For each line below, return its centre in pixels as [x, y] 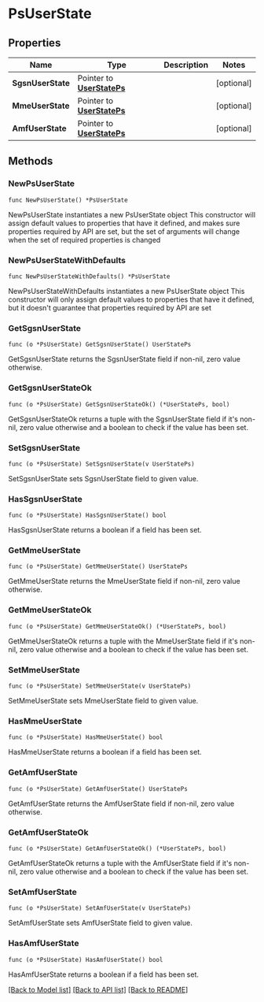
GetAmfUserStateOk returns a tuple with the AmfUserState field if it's [120, 863]
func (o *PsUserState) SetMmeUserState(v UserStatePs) [100, 686]
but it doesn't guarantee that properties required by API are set [110, 307]
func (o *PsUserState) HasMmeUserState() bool [86, 737]
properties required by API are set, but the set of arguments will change [124, 231]
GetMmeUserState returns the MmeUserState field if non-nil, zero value [125, 581]
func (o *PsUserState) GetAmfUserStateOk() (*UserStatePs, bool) [117, 848]
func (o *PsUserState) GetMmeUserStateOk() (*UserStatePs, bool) [117, 626]
